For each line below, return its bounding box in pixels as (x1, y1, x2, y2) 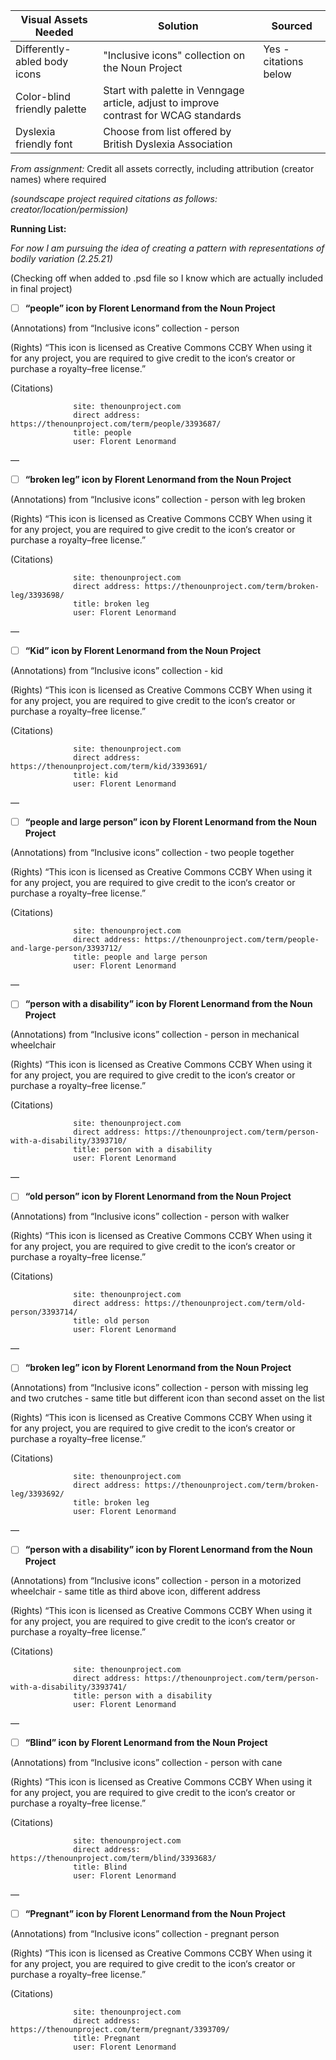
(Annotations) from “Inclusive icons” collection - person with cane (10, 1756, 283, 1768)
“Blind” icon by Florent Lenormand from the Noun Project (24, 1736, 268, 1748)
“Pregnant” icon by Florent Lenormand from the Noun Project (24, 1907, 286, 1919)
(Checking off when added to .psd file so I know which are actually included (10, 272, 324, 284)
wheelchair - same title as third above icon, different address (10, 1585, 261, 1597)
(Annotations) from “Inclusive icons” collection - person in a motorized (10, 1574, 302, 1586)
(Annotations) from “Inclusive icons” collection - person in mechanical (10, 1029, 300, 1041)
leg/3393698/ (10, 590, 65, 601)
